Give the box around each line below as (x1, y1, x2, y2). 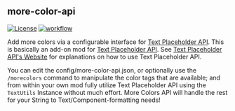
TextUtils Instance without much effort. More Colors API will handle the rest (7, 88, 228, 96)
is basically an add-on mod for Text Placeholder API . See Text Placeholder (7, 45, 222, 53)
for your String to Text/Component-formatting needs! (7, 96, 161, 104)
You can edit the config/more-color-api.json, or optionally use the (7, 66, 197, 74)
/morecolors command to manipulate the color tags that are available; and (7, 73, 221, 82)
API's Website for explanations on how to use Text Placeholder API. (7, 52, 202, 61)
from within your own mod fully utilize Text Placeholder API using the (7, 80, 207, 89)
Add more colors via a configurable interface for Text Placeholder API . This (7, 38, 224, 46)
